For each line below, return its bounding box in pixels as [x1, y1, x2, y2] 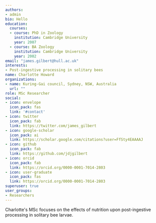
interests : [5, 63, 28, 68]
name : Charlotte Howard [5, 72, 55, 77]
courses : [9, 26, 28, 31]
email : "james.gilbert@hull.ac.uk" [5, 58, 79, 63]
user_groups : [5, 188, 32, 193]
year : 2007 [14, 40, 37, 45]
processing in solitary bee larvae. [5, 212, 74, 218]
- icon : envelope [5, 100, 41, 105]
